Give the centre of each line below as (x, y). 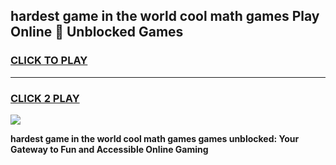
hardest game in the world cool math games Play (165, 16)
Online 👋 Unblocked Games (97, 32)
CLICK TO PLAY (49, 61)
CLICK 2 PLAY (45, 98)
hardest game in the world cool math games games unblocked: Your (155, 138)
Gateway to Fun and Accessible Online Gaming (109, 149)
